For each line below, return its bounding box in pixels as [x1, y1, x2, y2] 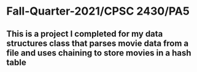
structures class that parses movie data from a [6, 38, 189, 48]
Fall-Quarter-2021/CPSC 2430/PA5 [6, 4, 190, 18]
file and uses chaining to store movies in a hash [6, 48, 191, 58]
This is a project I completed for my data [6, 29, 163, 39]
